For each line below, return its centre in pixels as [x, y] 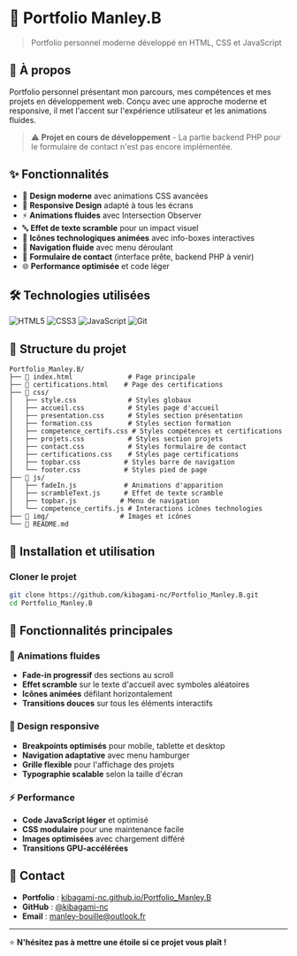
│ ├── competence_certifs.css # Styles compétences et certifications [146, 432]
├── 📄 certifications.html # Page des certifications [116, 385]
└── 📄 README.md [39, 524]
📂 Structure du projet [68, 349]
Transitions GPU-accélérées [75, 848]
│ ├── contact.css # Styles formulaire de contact [128, 447]
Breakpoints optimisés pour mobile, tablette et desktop [123, 745]
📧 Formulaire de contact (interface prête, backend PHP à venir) [138, 257]
